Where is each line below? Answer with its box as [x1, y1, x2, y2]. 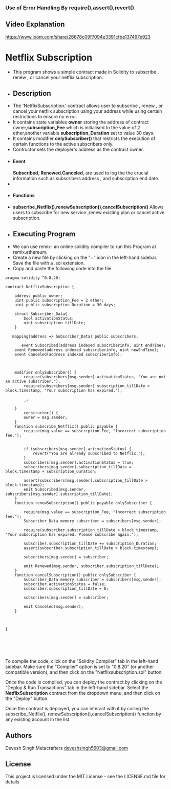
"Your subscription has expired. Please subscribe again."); [5, 532, 139, 537]
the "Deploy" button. [5, 695, 49, 702]
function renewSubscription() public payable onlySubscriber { [14, 500, 153, 505]
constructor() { [24, 410, 58, 415]
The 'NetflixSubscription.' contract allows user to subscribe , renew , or [12, 102, 163, 109]
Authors [5, 731, 32, 740]
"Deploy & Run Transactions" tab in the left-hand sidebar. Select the [5, 684, 148, 691]
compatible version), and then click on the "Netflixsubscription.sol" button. [5, 669, 163, 675]
